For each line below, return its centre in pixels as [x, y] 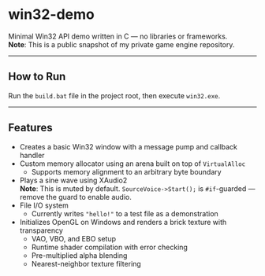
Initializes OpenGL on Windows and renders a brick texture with [123, 222]
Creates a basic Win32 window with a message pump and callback [129, 146]
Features [30, 128]
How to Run [37, 77]
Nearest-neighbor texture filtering [86, 263]
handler [32, 155]
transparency [41, 230]
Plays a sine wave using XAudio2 [73, 180]
